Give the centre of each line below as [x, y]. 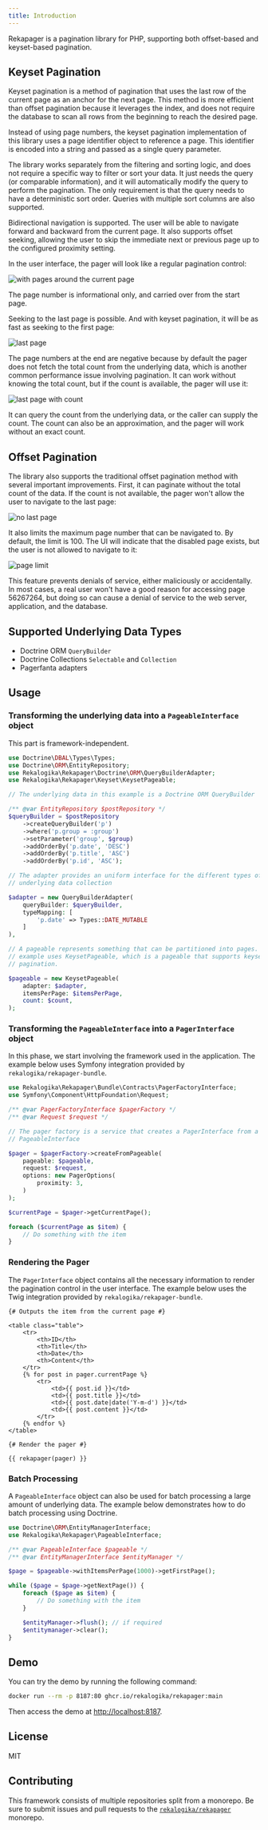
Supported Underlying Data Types [95, 632]
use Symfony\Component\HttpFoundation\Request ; [89, 1095]
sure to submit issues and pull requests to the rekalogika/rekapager [120, 1808]
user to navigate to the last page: [63, 502]
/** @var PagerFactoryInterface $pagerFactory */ [93, 1110]
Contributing [41, 1781]
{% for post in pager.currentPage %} [85, 1374]
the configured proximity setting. [62, 248]
